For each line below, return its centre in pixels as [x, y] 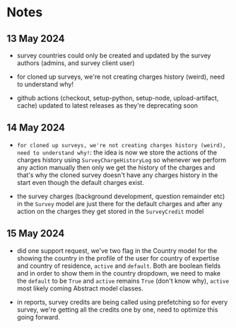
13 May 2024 [36, 39]
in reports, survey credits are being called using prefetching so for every [122, 302]
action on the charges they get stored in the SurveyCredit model [110, 211]
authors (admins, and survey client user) [76, 63]
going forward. [39, 317]
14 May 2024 [36, 128]
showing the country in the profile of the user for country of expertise [118, 258]
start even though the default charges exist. [80, 182]
